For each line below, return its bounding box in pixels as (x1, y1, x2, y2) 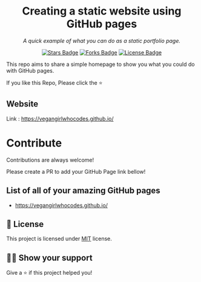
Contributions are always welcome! (6, 156, 94, 163)
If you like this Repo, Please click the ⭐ (6, 79, 103, 86)
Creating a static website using (22, 4, 182, 18)
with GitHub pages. (6, 67, 54, 74)
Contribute (6, 136, 62, 149)
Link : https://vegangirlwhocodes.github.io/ (6, 115, 114, 122)
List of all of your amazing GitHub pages (6, 186, 160, 196)
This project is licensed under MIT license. (6, 235, 112, 243)
